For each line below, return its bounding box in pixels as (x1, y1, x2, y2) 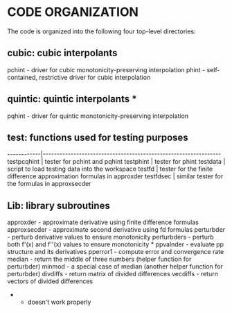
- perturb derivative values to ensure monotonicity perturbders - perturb (7, 233, 215, 242)
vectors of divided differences (7, 277, 93, 285)
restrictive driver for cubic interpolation (39, 73, 151, 81)
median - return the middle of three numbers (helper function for (7, 255, 192, 264)
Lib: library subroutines (7, 199, 111, 212)
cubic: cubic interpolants (7, 47, 118, 59)
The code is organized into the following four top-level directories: (7, 27, 196, 35)
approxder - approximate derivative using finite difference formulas (7, 218, 199, 226)
